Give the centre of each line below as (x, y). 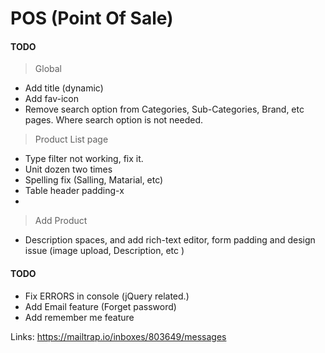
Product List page (71, 139)
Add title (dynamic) (64, 88)
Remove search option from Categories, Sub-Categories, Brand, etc (164, 109)
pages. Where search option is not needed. (114, 120)
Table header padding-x (74, 191)
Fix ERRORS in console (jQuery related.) (107, 296)
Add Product (61, 221)
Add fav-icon (51, 99)
